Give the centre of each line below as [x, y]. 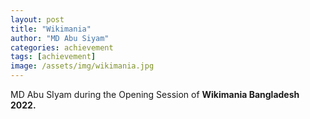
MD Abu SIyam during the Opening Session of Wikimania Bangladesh [155, 94]
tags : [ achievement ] [53, 57]
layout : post [37, 19]
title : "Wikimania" [51, 29]
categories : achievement [62, 47]
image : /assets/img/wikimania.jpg [82, 66]
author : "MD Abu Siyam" [60, 38]
